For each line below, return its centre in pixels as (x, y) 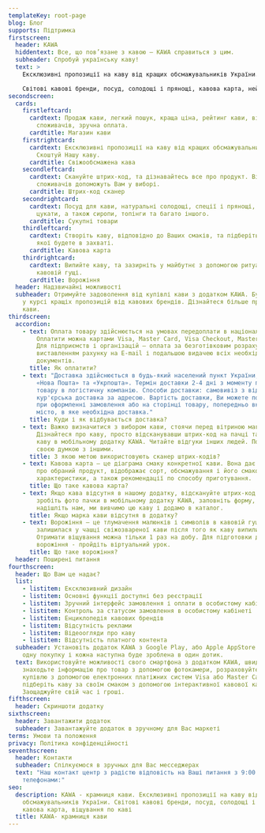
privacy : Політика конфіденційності (68, 743)
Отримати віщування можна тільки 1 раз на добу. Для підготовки (144, 538)
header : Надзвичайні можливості (69, 287)
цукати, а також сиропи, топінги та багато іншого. (123, 214)
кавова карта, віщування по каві (77, 809)
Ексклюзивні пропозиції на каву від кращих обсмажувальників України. (141, 74)
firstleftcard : (47, 111)
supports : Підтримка (42, 30)
